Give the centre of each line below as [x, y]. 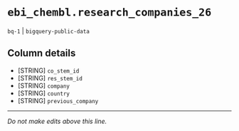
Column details [42, 53]
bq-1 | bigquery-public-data [49, 31]
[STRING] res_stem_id [50, 78]
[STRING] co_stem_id [48, 70]
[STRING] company [43, 85]
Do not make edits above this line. [57, 121]
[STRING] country [43, 93]
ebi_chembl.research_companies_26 [110, 12]
